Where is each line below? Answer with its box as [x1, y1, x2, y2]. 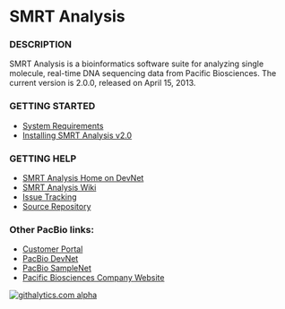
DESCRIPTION [9, 39, 73, 51]
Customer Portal [22, 244, 83, 254]
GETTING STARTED [9, 100, 96, 113]
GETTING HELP [9, 152, 77, 165]
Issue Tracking [22, 192, 78, 202]
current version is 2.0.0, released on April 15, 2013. [9, 78, 196, 89]
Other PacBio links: [9, 224, 94, 236]
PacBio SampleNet [22, 262, 92, 274]
